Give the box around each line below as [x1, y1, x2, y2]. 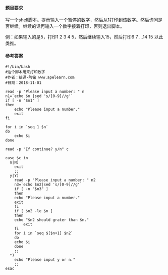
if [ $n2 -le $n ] [14, 209, 53, 214]
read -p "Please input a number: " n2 [14, 177, 96, 183]
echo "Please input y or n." [14, 257, 76, 262]
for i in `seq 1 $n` [5, 124, 49, 130]
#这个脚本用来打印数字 [5, 70, 45, 75]
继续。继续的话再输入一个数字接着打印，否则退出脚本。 [9, 23, 125, 29]
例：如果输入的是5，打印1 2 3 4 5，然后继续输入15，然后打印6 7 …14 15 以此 [5, 34, 163, 40]
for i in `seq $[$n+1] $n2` [14, 231, 73, 236]
